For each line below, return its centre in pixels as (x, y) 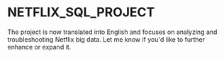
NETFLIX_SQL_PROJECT (81, 12)
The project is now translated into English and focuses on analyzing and (112, 32)
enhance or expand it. (39, 47)
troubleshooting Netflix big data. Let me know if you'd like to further (106, 39)
